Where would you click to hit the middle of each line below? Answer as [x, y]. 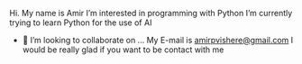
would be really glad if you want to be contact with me [123, 50]
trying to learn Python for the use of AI [81, 23]
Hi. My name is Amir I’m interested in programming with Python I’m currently [151, 13]
